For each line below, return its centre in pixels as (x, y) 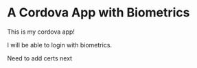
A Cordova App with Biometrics (98, 13)
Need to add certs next (40, 58)
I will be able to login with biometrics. (59, 45)
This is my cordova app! (41, 32)
